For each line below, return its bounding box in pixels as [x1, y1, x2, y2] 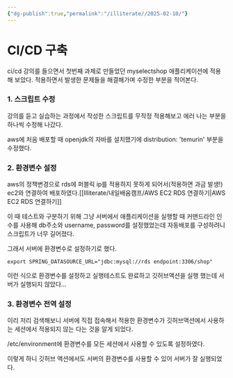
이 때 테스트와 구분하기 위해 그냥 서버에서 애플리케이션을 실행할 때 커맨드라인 [7, 212, 216, 221]
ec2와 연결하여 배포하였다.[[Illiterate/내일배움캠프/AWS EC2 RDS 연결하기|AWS [7, 189, 226, 197]
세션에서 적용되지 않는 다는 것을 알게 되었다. [14, 325, 134, 333]
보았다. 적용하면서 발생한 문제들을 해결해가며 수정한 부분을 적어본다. [14, 75, 198, 84]
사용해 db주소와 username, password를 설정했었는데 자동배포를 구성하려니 [19, 221, 226, 230]
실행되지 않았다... [19, 280, 67, 289]
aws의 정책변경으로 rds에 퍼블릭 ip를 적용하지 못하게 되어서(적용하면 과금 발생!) [7, 180, 223, 189]
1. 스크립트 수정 [7, 95, 56, 104]
